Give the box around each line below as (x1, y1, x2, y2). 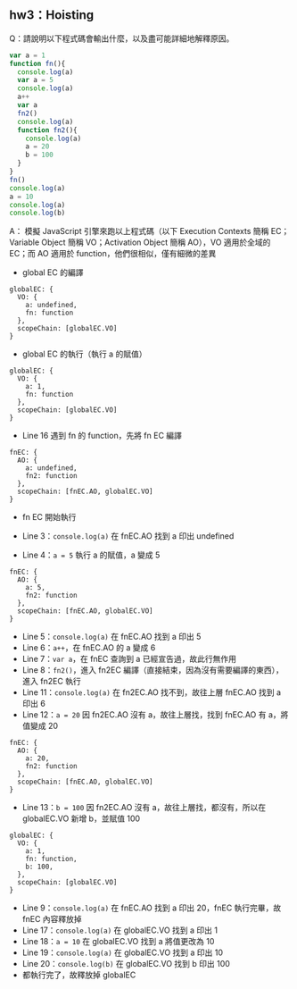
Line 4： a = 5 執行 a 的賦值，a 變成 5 (21, 549, 161, 560)
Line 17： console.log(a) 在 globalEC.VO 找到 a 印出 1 (21, 925, 219, 935)
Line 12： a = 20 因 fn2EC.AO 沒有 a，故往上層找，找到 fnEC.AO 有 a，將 (21, 709, 289, 720)
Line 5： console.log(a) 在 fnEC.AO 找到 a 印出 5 (21, 632, 202, 642)
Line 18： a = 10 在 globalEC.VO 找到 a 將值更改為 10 (21, 936, 215, 947)
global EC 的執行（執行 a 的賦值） (21, 348, 147, 359)
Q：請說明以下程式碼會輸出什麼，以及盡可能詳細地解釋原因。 (9, 33, 235, 44)
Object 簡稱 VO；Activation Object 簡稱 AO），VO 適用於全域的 (41, 237, 271, 247)
